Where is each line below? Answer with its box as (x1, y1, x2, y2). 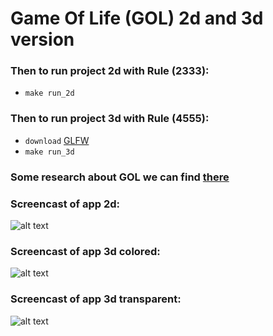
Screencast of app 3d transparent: (10, 292, 182, 306)
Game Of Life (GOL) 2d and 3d (10, 7, 264, 30)
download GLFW (24, 134, 90, 146)
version (10, 28, 75, 51)
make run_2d (24, 88, 75, 99)
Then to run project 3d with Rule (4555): (10, 112, 210, 126)
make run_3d (24, 147, 75, 157)
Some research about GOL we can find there (10, 170, 230, 184)
